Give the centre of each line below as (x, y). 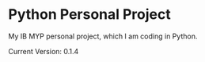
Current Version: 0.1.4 (44, 51)
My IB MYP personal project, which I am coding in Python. (103, 36)
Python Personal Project (90, 15)
